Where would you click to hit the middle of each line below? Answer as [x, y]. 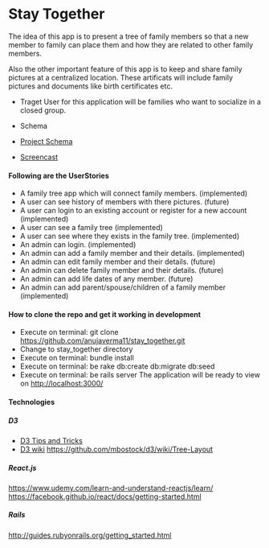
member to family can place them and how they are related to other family [131, 44]
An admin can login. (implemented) [78, 245]
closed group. [43, 110]
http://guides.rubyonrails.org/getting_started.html [90, 535]
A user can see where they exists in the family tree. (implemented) [129, 236]
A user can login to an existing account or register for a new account [133, 211]
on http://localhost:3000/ [61, 384]
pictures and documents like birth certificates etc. [90, 86]
